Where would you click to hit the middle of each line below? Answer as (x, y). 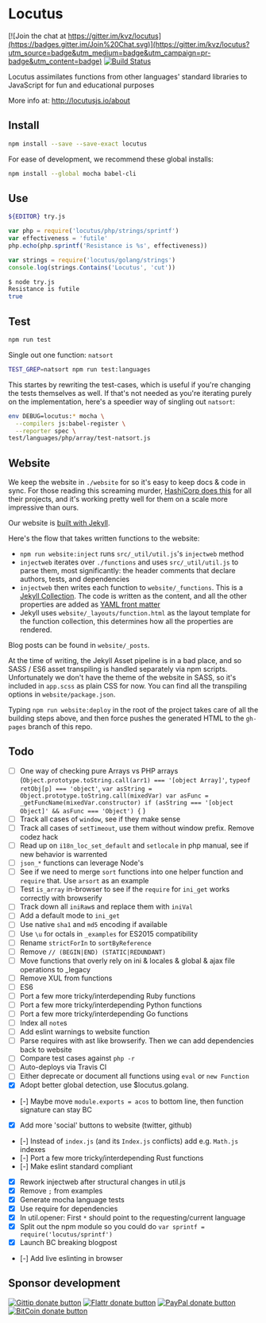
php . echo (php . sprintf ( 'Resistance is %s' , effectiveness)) (108, 246)
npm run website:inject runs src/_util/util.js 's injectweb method (132, 554)
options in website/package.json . (62, 694)
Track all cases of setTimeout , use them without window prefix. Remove (137, 828)
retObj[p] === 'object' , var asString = (86, 788)
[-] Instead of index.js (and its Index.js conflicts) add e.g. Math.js (129, 1141)
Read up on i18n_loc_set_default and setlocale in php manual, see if (134, 846)
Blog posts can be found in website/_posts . (79, 646)
